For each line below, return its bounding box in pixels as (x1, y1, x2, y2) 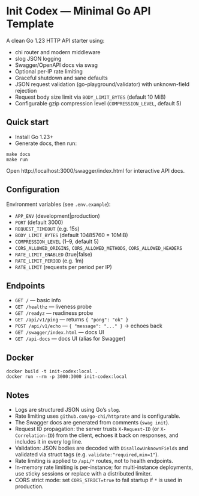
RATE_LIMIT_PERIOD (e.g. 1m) (14, 257, 84, 264)
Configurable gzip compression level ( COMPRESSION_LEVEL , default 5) (14, 99, 182, 107)
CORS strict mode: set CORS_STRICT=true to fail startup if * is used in (14, 477, 183, 483)
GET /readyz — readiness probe (14, 309, 94, 317)
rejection (14, 87, 37, 94)
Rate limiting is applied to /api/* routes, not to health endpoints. (14, 457, 174, 464)
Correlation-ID (14, 433, 53, 439)
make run (6, 157, 28, 163)
